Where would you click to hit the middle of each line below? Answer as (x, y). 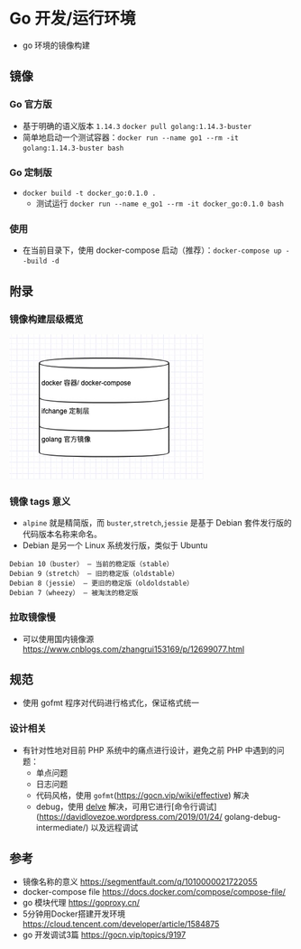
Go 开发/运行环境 (73, 19)
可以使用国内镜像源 (58, 638)
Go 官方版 (31, 105)
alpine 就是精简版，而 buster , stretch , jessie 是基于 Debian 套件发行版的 (157, 523)
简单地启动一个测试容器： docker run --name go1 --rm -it (130, 137)
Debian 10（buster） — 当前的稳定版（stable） (91, 564)
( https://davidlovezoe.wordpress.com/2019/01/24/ (129, 816)
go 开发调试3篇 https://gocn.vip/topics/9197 (104, 935)
